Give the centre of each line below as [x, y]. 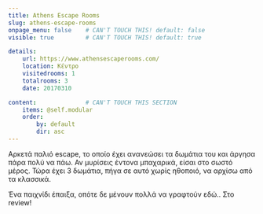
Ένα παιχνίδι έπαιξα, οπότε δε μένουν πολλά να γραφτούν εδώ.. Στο [121, 194]
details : [22, 52]
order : [33, 117]
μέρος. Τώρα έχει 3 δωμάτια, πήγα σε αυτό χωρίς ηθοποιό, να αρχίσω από [130, 171]
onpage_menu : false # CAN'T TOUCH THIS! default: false [107, 30]
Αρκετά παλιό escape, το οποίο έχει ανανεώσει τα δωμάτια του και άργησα [132, 153]
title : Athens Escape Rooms [54, 15]
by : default [56, 124]
